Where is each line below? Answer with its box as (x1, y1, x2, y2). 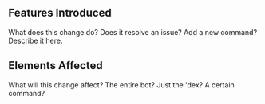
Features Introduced (8, 6, 112, 20)
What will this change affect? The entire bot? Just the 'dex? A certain (8, 79, 235, 90)
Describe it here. (8, 36, 63, 45)
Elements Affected (8, 59, 103, 72)
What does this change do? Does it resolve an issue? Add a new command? (8, 27, 258, 37)
